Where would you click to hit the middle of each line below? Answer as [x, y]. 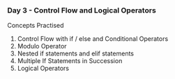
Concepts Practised [36, 26]
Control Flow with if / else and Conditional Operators [93, 39]
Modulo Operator [42, 46]
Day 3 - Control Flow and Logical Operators [82, 10]
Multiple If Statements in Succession [70, 61]
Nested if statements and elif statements [76, 53]
